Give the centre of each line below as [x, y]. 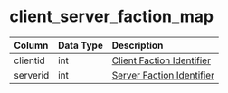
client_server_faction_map [112, 17]
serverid [32, 75]
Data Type [81, 45]
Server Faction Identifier [163, 75]
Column [31, 45]
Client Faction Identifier [161, 60]
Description [138, 45]
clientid [29, 60]
